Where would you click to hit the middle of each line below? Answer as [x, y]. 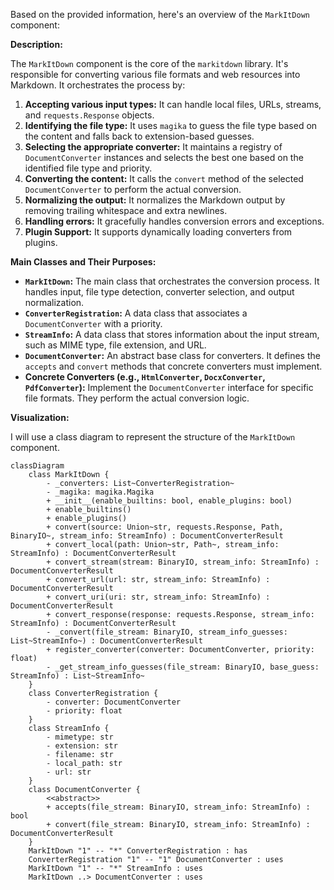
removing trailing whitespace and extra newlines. [126, 210]
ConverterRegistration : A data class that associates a [136, 313]
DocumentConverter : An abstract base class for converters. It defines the [172, 355]
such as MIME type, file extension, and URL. [115, 345]
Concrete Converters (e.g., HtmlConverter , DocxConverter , [145, 377]
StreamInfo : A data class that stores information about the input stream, [172, 334]
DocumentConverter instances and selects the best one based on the [164, 157]
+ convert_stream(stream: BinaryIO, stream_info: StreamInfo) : [183, 562]
